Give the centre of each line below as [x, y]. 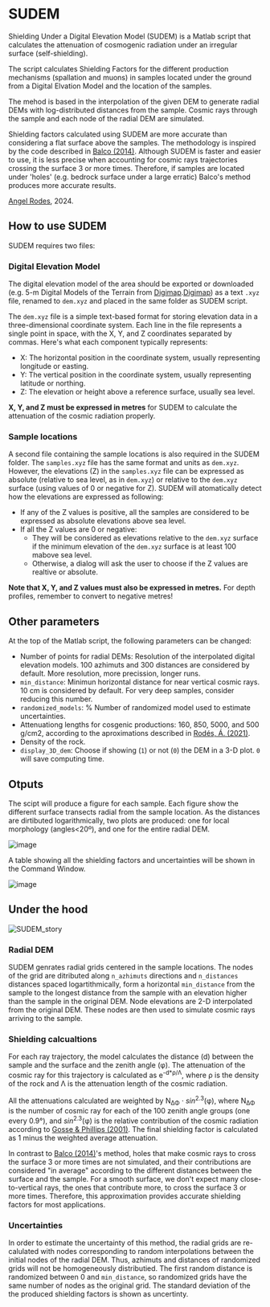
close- [251, 1179]
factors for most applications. [57, 1205]
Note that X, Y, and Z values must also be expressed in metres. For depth [132, 588]
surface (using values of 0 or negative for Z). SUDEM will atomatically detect [135, 488]
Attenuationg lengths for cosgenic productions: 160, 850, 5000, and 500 [139, 725]
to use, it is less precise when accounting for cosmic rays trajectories [123, 159]
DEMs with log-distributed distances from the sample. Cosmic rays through [133, 110]
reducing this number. [56, 699]
